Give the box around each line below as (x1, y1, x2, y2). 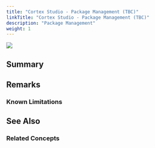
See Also (6, 116, 40, 126)
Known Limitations (6, 97, 63, 106)
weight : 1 (6, 25, 31, 32)
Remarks (6, 79, 41, 90)
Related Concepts (6, 134, 60, 143)
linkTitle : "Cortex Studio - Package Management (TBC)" (6, 14, 150, 20)
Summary (6, 59, 44, 69)
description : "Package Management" (6, 20, 96, 26)
